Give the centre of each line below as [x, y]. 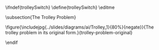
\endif [11, 42]
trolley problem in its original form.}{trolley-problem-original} [69, 32]
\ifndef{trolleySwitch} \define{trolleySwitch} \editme [60, 7]
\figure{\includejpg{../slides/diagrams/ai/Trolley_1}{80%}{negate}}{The [79, 27]
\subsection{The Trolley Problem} [41, 17]
